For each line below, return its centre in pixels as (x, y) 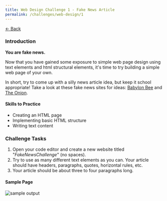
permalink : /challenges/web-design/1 (44, 14)
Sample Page (19, 182)
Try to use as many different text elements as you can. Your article (81, 160)
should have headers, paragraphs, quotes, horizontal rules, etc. (78, 165)
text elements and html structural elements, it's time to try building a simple (82, 67)
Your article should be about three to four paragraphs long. (73, 171)
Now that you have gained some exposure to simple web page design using (83, 62)
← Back (13, 28)
